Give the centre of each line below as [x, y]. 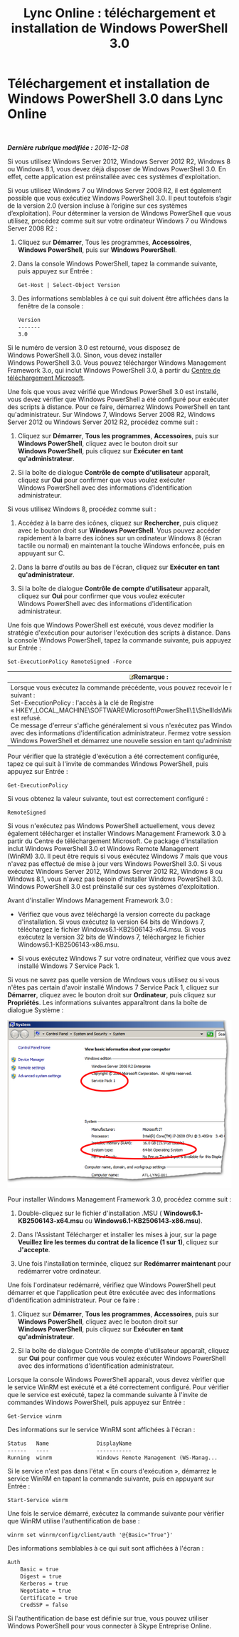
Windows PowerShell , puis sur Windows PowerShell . [97, 250]
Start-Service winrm [38, 1501]
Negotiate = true [46, 1591]
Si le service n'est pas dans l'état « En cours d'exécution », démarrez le [112, 1471]
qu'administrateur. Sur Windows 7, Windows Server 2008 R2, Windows [111, 414]
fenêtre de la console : [51, 306]
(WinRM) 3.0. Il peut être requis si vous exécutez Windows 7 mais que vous [118, 856]
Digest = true [41, 1577]
